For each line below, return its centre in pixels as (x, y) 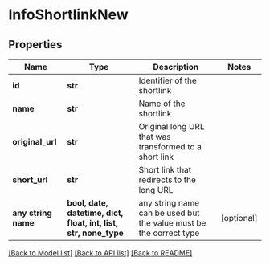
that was (155, 137)
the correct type (169, 233)
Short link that (165, 170)
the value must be (172, 223)
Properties (35, 45)
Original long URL (172, 126)
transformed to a (170, 147)
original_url (35, 142)
